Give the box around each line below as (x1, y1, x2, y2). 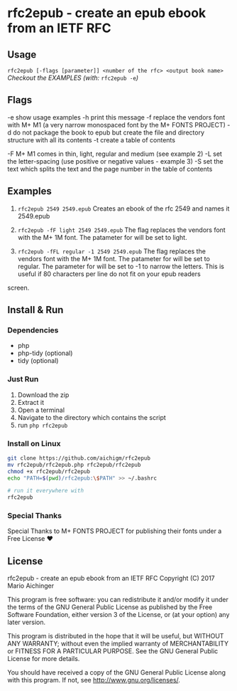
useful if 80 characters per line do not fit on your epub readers (17, 269, 201, 278)
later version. (7, 618, 46, 627)
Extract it (17, 398, 45, 406)
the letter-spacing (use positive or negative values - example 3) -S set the (7, 157, 224, 165)
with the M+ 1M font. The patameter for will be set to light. (17, 233, 187, 241)
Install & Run (7, 304, 64, 316)
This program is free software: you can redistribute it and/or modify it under (7, 596, 228, 604)
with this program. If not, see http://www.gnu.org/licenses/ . (7, 676, 181, 685)
